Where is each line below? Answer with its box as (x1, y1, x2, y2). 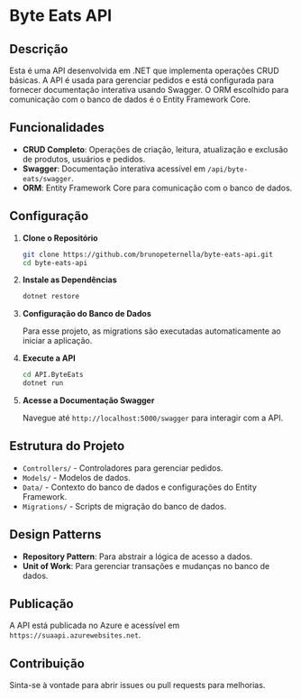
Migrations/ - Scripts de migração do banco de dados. (22, 501, 227, 511)
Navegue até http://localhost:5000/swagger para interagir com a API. (22, 412, 284, 423)
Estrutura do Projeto (9, 438, 125, 454)
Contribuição (9, 656, 86, 671)
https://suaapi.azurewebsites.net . (9, 630, 141, 640)
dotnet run (22, 379, 64, 388)
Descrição (9, 41, 68, 57)
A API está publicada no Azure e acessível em (9, 620, 180, 631)
